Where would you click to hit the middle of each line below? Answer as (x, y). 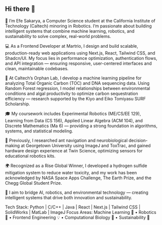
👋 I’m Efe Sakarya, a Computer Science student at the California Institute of (80, 20)
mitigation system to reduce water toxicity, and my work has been (71, 172)
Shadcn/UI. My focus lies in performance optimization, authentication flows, (81, 58)
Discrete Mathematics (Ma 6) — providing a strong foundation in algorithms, (81, 126)
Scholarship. (18, 104)
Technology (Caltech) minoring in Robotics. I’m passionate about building (79, 26)
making (13, 145)
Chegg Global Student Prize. (34, 183)
